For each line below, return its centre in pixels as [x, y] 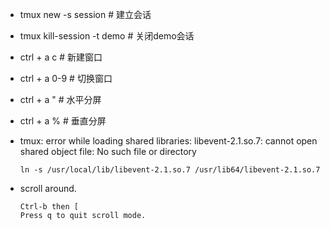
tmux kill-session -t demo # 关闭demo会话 [107, 36]
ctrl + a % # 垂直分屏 [63, 121]
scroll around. [48, 188]
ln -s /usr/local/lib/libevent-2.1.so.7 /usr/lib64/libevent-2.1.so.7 [170, 170]
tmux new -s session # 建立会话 [85, 14]
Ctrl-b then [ [49, 207]
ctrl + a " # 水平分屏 [60, 99]
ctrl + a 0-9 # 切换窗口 [66, 78]
